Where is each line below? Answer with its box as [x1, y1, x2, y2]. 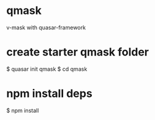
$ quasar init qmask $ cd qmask [6, 65, 88, 72]
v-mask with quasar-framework [6, 24, 86, 31]
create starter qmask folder [6, 45, 149, 59]
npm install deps [6, 86, 93, 101]
